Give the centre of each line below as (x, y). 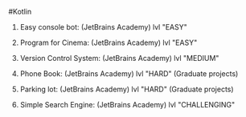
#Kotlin (20, 12)
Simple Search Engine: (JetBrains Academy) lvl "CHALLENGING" (127, 105)
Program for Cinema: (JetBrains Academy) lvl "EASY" (109, 42)
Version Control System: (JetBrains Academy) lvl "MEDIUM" (119, 58)
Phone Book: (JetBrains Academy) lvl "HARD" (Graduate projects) (129, 74)
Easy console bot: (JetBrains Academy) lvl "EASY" (103, 27)
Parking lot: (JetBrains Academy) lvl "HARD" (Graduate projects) (127, 89)
